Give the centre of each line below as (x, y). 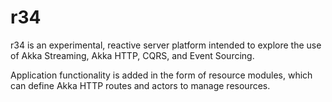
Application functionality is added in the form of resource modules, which (161, 75)
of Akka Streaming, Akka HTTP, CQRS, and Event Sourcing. (132, 55)
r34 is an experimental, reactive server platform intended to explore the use (166, 45)
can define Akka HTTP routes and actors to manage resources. (140, 85)
